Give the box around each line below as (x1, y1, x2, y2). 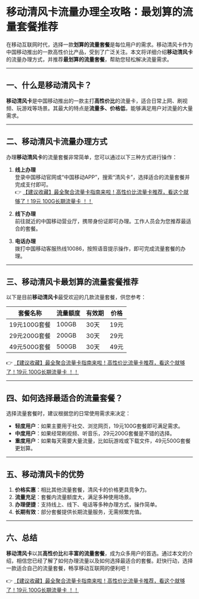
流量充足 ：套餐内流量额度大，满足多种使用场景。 (14, 494, 134, 501)
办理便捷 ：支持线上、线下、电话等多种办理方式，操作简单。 (14, 501, 161, 508)
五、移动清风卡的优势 (6, 469, 84, 479)
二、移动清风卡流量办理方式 (6, 137, 108, 147)
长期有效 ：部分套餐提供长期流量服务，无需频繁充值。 (14, 508, 145, 515)
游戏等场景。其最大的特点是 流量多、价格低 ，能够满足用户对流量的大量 (21, 104, 193, 111)
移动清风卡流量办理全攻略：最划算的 (6, 5, 183, 19)
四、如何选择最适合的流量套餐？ (6, 393, 123, 403)
